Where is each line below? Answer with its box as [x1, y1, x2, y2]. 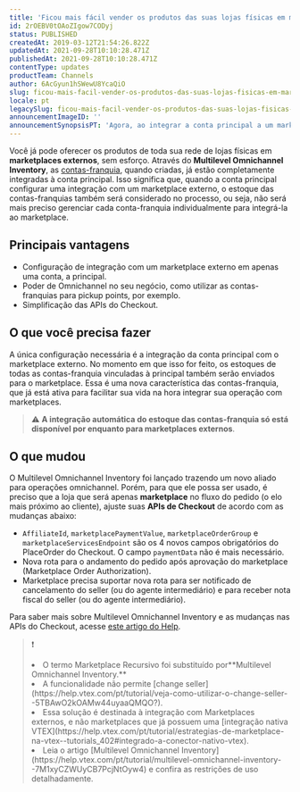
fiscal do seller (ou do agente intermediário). [21, 595, 186, 605]
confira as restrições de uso [154, 764, 259, 775]
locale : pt [9, 96, 50, 105]
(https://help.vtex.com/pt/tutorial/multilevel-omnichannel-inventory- [30, 754, 282, 765]
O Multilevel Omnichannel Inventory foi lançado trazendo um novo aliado [9, 472, 277, 483]
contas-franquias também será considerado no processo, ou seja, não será [9, 193, 287, 204]
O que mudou [9, 449, 87, 464]
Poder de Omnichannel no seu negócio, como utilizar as [21, 280, 229, 291]
